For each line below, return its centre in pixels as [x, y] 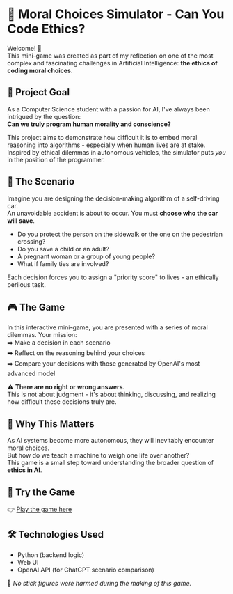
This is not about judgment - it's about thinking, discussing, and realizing [111, 394]
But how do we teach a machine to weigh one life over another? [98, 455]
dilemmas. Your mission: [42, 335]
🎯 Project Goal [39, 92]
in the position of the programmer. [56, 159]
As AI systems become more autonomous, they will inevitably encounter [111, 441]
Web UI [28, 562]
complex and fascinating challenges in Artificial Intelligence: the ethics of [112, 63]
